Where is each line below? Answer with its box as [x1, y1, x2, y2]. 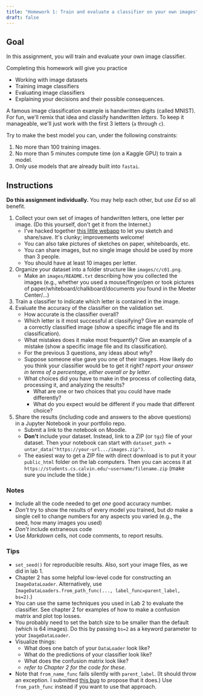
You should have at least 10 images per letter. [24, 259, 137, 266]
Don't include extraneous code [14, 526, 92, 533]
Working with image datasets [14, 76, 88, 83]
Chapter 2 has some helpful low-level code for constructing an [14, 573, 172, 581]
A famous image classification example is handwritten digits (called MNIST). [6, 107, 196, 115]
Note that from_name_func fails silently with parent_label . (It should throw [14, 670, 196, 677]
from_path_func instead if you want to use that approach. [14, 683, 157, 690]
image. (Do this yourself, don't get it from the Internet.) [14, 221, 152, 228]
